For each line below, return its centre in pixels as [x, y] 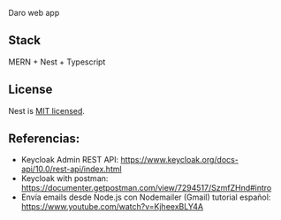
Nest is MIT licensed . [47, 110]
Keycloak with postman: [65, 178]
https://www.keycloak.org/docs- [180, 160]
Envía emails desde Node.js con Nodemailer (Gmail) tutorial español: [146, 197]
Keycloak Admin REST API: [70, 160]
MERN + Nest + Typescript [57, 62]
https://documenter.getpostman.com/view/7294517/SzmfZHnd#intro [146, 188]
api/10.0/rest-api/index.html [71, 169]
